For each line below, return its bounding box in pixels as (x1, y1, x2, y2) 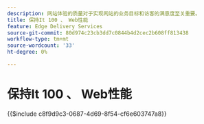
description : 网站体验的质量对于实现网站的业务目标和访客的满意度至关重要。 (7, 10, 201, 17)
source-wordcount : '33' (7, 42, 76, 49)
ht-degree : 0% (7, 49, 48, 56)
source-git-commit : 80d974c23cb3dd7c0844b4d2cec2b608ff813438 (7, 29, 189, 37)
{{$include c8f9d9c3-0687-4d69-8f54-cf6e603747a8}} (7, 110, 167, 118)
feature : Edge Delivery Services (7, 23, 103, 30)
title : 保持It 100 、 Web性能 (7, 17, 89, 23)
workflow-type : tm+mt (7, 36, 69, 43)
